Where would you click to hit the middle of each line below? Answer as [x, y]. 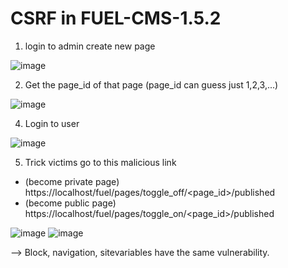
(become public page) [70, 203]
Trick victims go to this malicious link [100, 162]
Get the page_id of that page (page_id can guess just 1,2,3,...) [151, 84]
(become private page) [72, 181]
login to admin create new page [90, 46]
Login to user [52, 123]
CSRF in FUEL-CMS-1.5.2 [116, 18]
